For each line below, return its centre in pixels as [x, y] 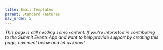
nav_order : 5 [18, 18]
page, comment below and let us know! [45, 43]
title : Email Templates [29, 9]
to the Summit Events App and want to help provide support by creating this [82, 37]
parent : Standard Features [33, 14]
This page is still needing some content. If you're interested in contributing [80, 33]
